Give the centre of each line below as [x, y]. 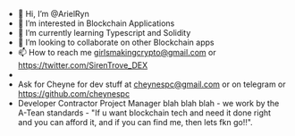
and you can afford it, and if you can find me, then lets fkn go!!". [135, 122]
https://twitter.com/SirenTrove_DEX [83, 65]
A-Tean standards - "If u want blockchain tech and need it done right [144, 113]
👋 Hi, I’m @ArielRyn [53, 14]
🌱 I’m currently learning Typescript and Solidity [104, 33]
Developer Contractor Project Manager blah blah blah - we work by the [148, 103]
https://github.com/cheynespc [74, 93]
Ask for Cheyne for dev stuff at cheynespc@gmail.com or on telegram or [152, 84]
